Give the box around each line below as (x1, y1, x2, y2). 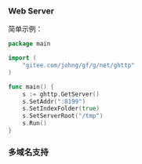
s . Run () (22, 119, 47, 127)
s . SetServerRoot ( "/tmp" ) (22, 112, 104, 120)
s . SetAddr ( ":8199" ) (22, 97, 86, 105)
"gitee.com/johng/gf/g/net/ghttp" (22, 61, 135, 70)
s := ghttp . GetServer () (22, 90, 100, 98)
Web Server (8, 5, 55, 16)
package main (8, 40, 51, 48)
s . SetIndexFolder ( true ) (22, 104, 100, 113)
